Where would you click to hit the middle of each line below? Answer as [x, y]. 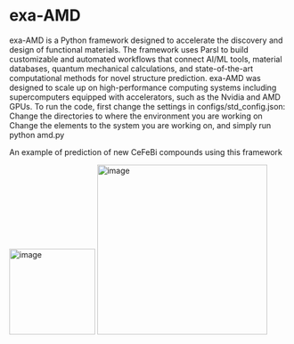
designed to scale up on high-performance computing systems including [143, 87]
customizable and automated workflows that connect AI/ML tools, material [146, 59]
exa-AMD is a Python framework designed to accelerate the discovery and [146, 40]
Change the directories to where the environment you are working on [136, 116]
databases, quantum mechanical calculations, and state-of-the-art [131, 69]
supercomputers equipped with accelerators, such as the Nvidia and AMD [145, 97]
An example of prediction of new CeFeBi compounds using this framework [146, 152]
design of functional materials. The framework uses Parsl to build [129, 49]
